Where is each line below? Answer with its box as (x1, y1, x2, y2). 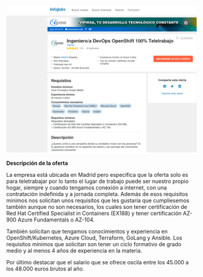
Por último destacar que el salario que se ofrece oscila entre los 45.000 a (6, 258, 189, 266)
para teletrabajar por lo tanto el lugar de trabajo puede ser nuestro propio (6, 177, 189, 185)
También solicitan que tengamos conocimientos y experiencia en (6, 228, 168, 235)
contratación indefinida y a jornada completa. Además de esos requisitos (6, 190, 188, 197)
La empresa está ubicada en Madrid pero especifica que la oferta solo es (6, 171, 188, 178)
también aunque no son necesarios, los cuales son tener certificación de (6, 203, 187, 210)
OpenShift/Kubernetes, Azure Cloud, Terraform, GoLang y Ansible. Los (6, 234, 182, 241)
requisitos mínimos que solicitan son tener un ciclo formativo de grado (6, 240, 182, 247)
